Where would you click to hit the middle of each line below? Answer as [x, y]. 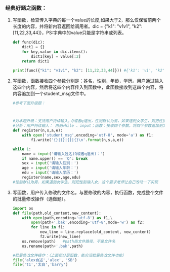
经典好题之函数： [26, 8]
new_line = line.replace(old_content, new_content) [95, 232]
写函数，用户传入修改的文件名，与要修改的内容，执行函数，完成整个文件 [88, 192]
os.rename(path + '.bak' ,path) [53, 246]
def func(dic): [29, 42]
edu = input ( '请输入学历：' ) [50, 173]
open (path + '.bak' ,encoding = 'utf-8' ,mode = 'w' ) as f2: [88, 223]
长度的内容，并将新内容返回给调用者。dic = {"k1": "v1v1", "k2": [77, 26]
